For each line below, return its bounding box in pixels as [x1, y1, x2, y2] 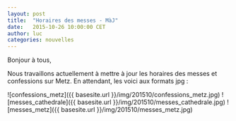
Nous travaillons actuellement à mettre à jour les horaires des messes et [7, 70, 218, 78]
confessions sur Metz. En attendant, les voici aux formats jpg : [7, 77, 189, 85]
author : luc [7, 30, 42, 37]
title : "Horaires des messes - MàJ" [7, 17, 119, 24]
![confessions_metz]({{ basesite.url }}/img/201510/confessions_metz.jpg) [7, 91, 220, 99]
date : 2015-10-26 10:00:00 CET [7, 23, 106, 30]
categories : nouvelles [7, 37, 74, 44]
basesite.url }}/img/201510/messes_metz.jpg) [61, 106, 193, 114]
